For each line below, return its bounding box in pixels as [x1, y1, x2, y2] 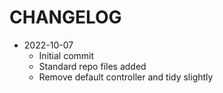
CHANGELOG [9, 6, 122, 29]
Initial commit [38, 49, 95, 61]
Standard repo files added [38, 60, 147, 72]
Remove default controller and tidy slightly [38, 71, 214, 83]
